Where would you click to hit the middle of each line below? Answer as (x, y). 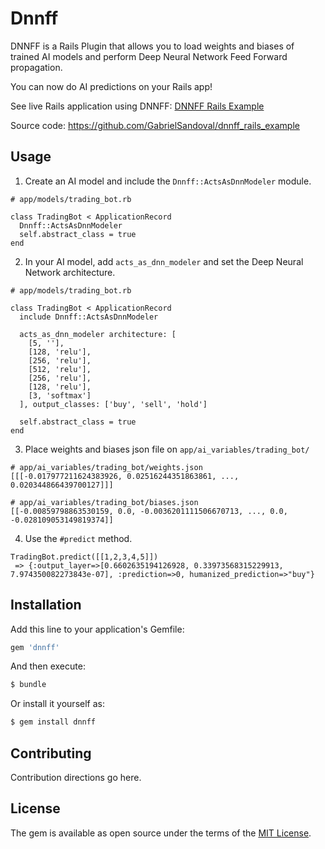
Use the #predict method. (78, 538)
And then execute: (48, 666)
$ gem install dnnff (53, 722)
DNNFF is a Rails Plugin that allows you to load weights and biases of (152, 46)
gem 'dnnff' (35, 647)
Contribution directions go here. (76, 777)
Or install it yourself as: (57, 704)
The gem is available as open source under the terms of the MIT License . (161, 833)
